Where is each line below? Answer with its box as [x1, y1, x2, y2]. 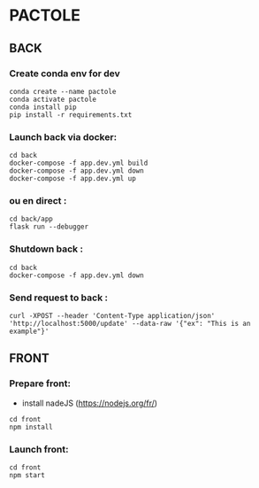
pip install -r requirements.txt [9, 110, 133, 120]
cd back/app [9, 214, 53, 224]
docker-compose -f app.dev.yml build [9, 159, 149, 168]
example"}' [9, 327, 50, 337]
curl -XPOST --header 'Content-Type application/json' [9, 312, 216, 321]
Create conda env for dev [9, 67, 121, 80]
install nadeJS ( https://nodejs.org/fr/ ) [21, 398, 157, 408]
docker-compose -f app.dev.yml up [9, 174, 137, 183]
